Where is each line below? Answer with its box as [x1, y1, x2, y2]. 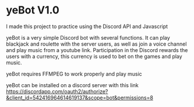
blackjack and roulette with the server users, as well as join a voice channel [6, 40, 187, 47]
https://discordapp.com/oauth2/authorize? [6, 88, 108, 95]
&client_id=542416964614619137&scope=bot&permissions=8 [6, 94, 153, 101]
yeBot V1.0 [6, 4, 60, 17]
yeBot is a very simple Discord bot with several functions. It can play [6, 34, 170, 41]
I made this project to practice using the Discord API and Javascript [6, 23, 168, 30]
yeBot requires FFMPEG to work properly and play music [6, 70, 143, 77]
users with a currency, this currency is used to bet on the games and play [6, 53, 182, 60]
